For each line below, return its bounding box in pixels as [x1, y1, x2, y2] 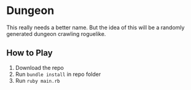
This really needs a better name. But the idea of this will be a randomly [6, 24, 185, 31]
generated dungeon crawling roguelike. [6, 30, 106, 37]
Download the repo [15, 64, 64, 71]
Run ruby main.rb [15, 77, 60, 84]
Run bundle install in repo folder [15, 71, 101, 78]
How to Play [6, 48, 53, 58]
